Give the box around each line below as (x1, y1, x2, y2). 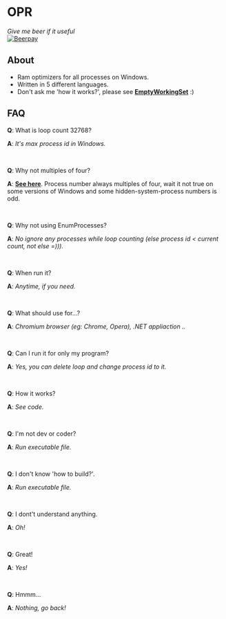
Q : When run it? (7, 268, 52, 277)
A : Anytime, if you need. (7, 281, 76, 290)
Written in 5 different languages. (17, 80, 109, 89)
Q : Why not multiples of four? (7, 166, 91, 174)
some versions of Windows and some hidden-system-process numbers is (7, 187, 217, 195)
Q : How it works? (7, 389, 56, 398)
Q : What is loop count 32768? (7, 126, 92, 134)
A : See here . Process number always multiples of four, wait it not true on (7, 179, 214, 187)
